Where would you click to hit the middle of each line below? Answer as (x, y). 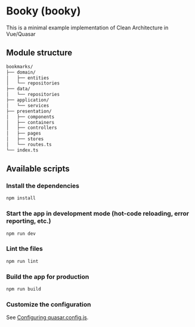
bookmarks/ (20, 66)
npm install (21, 198)
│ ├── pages (24, 134)
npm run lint (22, 261)
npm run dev (21, 234)
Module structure (39, 53)
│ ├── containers (30, 122)
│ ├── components (30, 117)
